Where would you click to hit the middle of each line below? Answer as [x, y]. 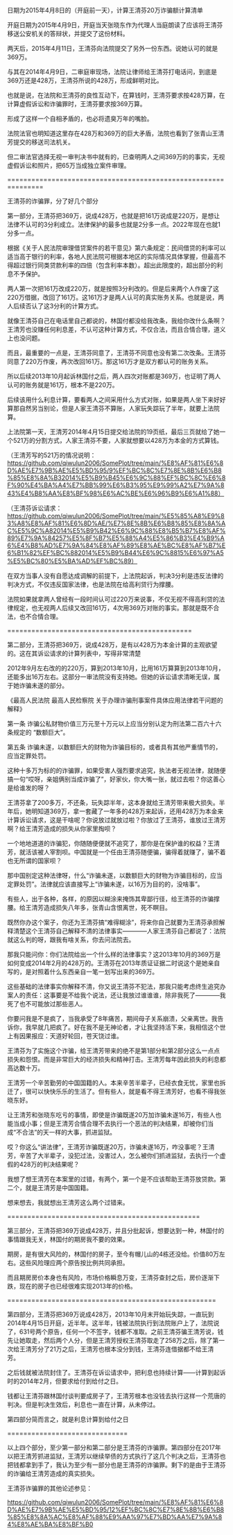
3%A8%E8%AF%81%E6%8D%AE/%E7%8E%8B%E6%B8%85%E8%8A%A [116, 523]
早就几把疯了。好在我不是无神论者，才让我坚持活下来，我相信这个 [125, 1027]
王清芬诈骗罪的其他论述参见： [50, 1488]
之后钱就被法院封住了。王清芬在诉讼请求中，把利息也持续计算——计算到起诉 [116, 1372]
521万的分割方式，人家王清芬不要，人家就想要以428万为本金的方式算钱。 [118, 440]
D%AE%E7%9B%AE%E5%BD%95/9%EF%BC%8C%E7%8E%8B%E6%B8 [114, 470]
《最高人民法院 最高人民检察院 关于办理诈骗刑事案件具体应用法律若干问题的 [115, 700]
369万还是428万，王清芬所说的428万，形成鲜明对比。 [85, 80]
